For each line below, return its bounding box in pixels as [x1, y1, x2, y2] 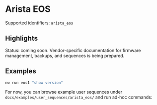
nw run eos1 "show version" [5, 80, 64, 85]
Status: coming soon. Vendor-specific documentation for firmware [5, 47, 141, 53]
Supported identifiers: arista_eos [5, 20, 74, 26]
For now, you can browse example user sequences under [5, 89, 123, 95]
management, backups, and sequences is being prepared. [5, 52, 125, 58]
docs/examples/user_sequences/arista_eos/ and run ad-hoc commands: [5, 94, 153, 100]
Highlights [5, 34, 38, 43]
